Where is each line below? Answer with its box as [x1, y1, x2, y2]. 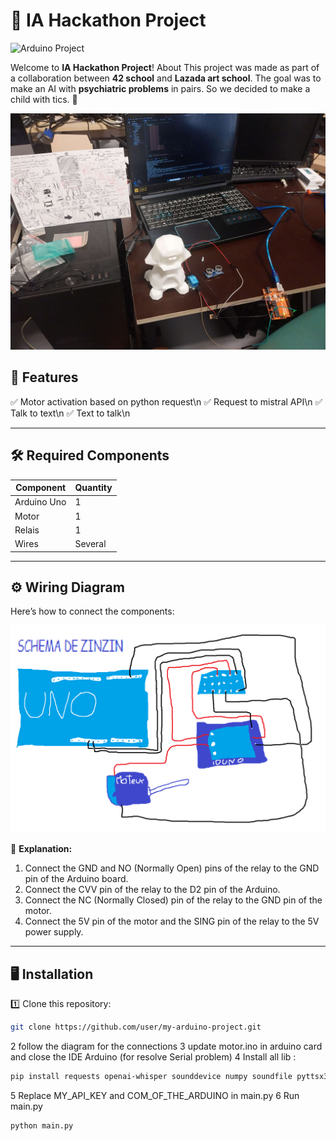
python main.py [10, 1120, 74, 1131]
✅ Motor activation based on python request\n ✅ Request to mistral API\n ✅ [10, 395, 323, 408]
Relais [14, 524, 40, 536]
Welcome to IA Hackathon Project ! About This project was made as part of [10, 61, 320, 73]
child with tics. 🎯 [10, 93, 78, 105]
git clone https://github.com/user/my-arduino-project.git [10, 1022, 262, 1032]
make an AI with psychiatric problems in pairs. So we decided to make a [10, 82, 311, 94]
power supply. [24, 926, 84, 938]
